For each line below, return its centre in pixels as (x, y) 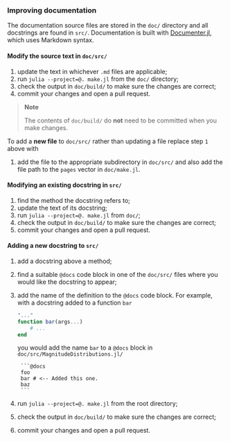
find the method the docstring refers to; (73, 200)
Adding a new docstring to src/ (53, 246)
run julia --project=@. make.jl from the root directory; (97, 404)
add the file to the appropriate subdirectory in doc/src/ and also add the (120, 162)
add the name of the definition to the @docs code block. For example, (115, 295)
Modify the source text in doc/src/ (57, 56)
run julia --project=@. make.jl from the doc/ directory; (98, 79)
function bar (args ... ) (50, 322)
